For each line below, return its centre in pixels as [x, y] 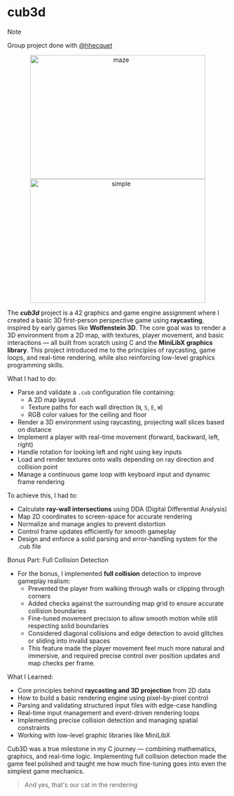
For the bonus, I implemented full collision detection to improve [109, 573]
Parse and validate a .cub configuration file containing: [96, 392]
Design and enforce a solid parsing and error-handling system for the [117, 539]
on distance [34, 429]
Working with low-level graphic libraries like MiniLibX [94, 735]
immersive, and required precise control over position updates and [124, 655]
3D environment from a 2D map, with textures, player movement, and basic [116, 335]
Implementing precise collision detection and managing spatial [108, 720]
